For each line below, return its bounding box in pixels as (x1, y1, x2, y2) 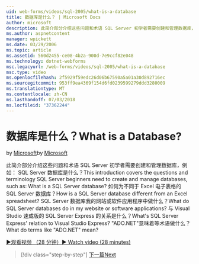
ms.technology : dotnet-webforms (6, 58, 86, 64)
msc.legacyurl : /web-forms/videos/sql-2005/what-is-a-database (6, 63, 166, 70)
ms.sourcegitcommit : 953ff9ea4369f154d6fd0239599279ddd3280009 (6, 81, 166, 86)
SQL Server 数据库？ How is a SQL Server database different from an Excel (6, 190, 188, 197)
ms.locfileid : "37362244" (6, 102, 70, 108)
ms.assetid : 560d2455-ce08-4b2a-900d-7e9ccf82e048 (6, 53, 134, 59)
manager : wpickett (6, 36, 52, 42)
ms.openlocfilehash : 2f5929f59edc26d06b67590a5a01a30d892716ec (6, 75, 166, 81)
